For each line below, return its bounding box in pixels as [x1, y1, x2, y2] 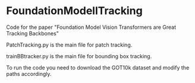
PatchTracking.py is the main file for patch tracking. [6, 41, 133, 48]
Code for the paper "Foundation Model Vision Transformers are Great [6, 24, 177, 31]
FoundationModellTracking [6, 4, 143, 18]
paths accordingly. [6, 70, 52, 77]
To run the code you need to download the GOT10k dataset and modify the [6, 64, 190, 71]
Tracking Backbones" [6, 29, 59, 36]
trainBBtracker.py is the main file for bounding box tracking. [6, 52, 152, 59]
